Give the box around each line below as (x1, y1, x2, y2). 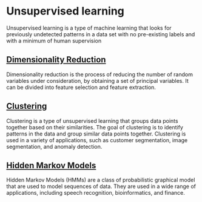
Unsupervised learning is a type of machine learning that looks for (6, 24, 172, 31)
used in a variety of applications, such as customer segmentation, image (6, 136, 188, 143)
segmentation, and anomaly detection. (6, 143, 103, 150)
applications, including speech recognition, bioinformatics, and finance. (6, 189, 185, 197)
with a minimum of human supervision (6, 37, 102, 44)
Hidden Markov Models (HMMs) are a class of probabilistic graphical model (6, 177, 195, 184)
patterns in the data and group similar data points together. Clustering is (6, 130, 186, 137)
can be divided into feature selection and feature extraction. (6, 83, 157, 91)
